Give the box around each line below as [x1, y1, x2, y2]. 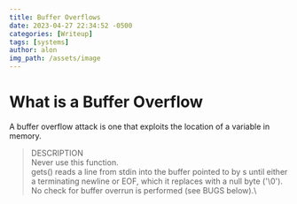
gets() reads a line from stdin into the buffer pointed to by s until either [30, 166, 288, 177]
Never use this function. [30, 156, 119, 168]
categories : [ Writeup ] [9, 29, 93, 38]
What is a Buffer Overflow [9, 92, 204, 112]
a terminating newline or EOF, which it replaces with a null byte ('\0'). [30, 176, 284, 186]
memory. [9, 130, 42, 141]
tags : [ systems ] [9, 37, 69, 47]
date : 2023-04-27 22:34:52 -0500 [9, 21, 133, 30]
